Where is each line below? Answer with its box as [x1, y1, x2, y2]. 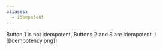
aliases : [6, 8, 28, 15]
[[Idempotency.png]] [6, 37, 58, 44]
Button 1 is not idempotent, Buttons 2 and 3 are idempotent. [6, 30, 154, 37]
